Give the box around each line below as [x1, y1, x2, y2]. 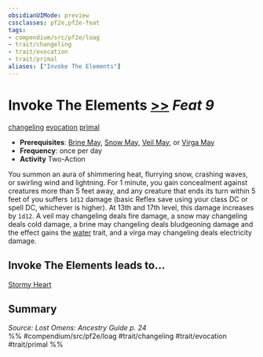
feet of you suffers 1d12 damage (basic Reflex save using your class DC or [8, 194, 249, 204]
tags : [8, 26, 26, 34]
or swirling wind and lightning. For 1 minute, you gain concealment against [8, 177, 248, 187]
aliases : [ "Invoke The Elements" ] [8, 63, 122, 71]
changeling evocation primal [8, 122, 100, 132]
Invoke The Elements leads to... [8, 259, 166, 272]
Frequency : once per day [19, 146, 103, 155]
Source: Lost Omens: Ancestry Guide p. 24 [8, 323, 147, 333]
